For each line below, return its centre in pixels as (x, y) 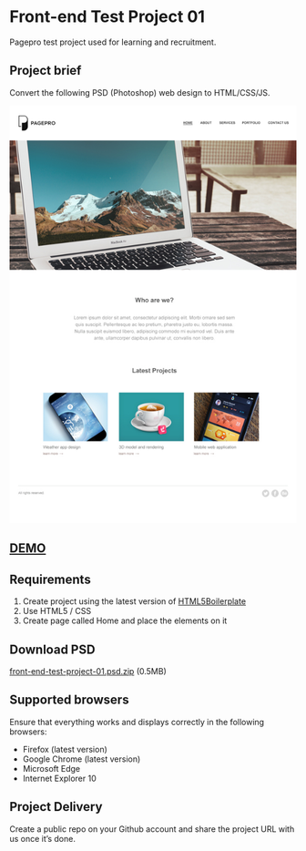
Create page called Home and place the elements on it (125, 620)
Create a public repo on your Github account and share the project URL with (152, 829)
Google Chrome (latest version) (82, 759)
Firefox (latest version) (65, 749)
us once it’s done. (42, 838)
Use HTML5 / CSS (57, 611)
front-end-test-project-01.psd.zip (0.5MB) (88, 672)
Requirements (50, 579)
